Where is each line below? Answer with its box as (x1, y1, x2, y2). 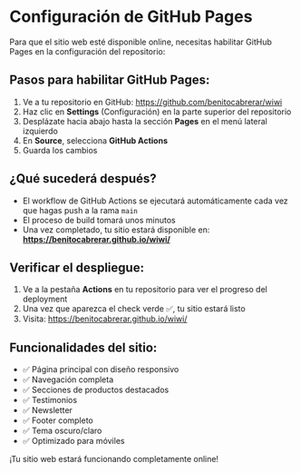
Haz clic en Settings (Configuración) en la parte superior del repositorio (22, 106, 292, 117)
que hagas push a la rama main (22, 204, 138, 215)
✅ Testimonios (22, 395, 78, 406)
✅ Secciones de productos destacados (22, 384, 170, 396)
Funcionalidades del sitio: (9, 340, 158, 355)
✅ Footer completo (22, 415, 93, 426)
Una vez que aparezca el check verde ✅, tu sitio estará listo (22, 303, 247, 314)
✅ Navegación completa (22, 374, 114, 385)
